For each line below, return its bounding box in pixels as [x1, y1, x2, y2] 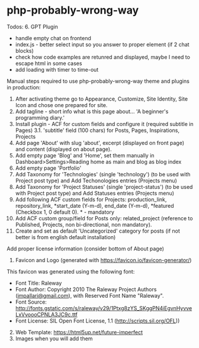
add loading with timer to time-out [15, 66, 99, 73]
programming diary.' [15, 114, 65, 121]
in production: [7, 83, 41, 91]
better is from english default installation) [15, 233, 116, 240]
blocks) [15, 47, 34, 54]
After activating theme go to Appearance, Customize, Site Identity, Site [15, 95, 188, 102]
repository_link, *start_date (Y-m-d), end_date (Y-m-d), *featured [15, 202, 174, 209]
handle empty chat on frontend [15, 34, 91, 41]
